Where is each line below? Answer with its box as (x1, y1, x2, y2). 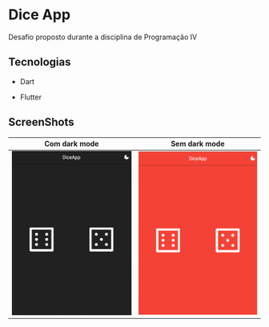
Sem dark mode (171, 139, 225, 149)
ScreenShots (8, 115, 74, 129)
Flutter (19, 92, 42, 102)
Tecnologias (8, 55, 71, 69)
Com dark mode (43, 139, 99, 149)
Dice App (8, 6, 70, 24)
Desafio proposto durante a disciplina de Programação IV (8, 32, 198, 42)
